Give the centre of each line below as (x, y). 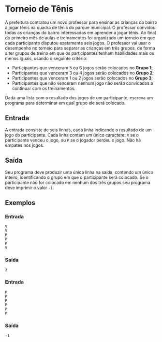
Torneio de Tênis (39, 9)
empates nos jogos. (25, 145)
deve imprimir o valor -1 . (29, 187)
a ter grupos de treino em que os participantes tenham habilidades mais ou (80, 53)
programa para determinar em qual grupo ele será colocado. (65, 103)
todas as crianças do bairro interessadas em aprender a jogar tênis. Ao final (81, 32)
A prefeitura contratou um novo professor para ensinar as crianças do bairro (81, 22)
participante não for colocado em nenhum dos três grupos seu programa (78, 182)
